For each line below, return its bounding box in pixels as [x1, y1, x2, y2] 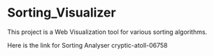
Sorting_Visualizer [7, 5, 117, 21]
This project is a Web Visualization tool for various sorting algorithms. [7, 28, 208, 36]
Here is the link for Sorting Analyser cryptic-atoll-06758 [7, 41, 168, 49]
